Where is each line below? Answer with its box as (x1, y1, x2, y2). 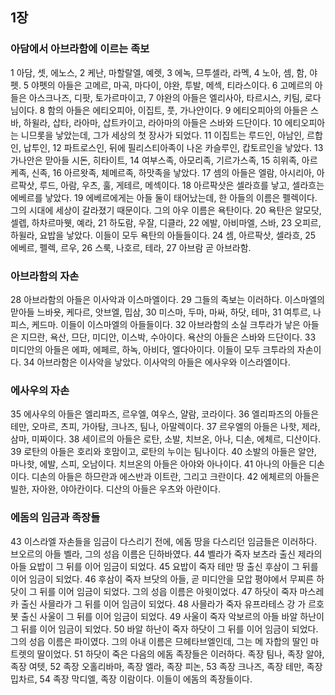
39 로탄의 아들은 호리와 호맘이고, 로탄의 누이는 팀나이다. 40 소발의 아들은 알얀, (10, 446, 317, 458)
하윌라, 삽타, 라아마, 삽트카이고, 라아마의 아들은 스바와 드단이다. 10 (23, 116, 283, 128)
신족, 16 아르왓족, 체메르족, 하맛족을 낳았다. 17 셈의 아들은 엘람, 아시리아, (31, 166, 315, 178)
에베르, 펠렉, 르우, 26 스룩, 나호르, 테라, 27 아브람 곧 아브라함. (10, 241, 252, 253)
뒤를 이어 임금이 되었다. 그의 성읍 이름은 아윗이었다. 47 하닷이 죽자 (39, 585, 298, 597)
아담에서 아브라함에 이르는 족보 (10, 42, 150, 56)
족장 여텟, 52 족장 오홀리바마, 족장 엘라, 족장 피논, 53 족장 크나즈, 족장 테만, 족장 (10, 660, 323, 672)
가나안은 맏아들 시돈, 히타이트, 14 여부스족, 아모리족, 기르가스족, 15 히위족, (10, 154, 300, 166)
